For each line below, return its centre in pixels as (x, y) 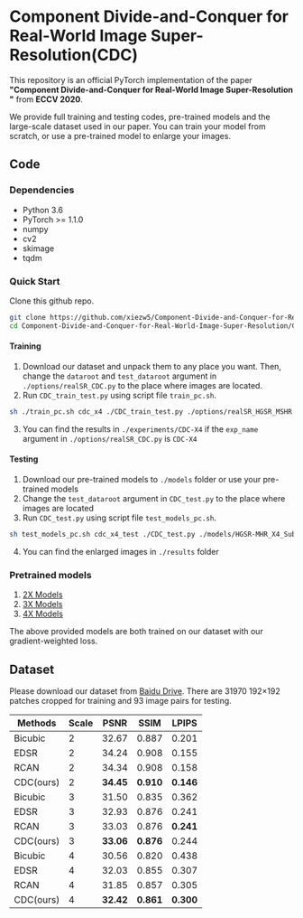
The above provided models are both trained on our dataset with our (136, 632)
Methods (37, 723)
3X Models (42, 604)
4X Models (42, 614)
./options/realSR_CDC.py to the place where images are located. (142, 385)
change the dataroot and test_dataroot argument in (119, 376)
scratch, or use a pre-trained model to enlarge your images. (120, 136)
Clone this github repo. (52, 301)
